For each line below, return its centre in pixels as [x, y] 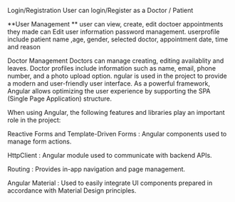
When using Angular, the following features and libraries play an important [116, 112]
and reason [24, 47]
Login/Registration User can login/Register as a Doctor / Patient [100, 10]
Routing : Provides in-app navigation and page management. [96, 169]
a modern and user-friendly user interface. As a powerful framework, [109, 84]
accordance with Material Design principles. [72, 191]
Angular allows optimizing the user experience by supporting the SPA [109, 91]
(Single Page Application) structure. [60, 99]
